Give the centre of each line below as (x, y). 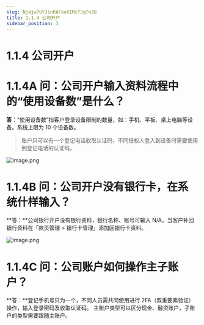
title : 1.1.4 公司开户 (33, 18)
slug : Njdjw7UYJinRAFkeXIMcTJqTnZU (52, 12)
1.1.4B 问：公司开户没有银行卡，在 (92, 187)
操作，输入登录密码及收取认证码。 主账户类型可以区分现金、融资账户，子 (98, 308)
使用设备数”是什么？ (74, 101)
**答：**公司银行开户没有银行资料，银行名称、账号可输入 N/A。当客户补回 (100, 220)
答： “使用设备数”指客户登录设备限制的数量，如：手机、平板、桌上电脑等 (97, 120)
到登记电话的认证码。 (48, 148)
